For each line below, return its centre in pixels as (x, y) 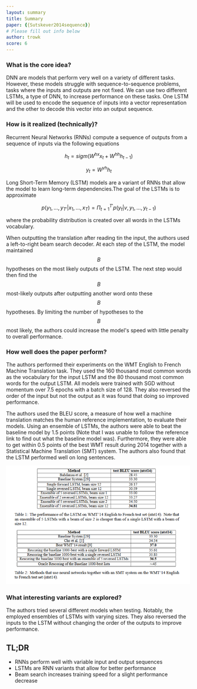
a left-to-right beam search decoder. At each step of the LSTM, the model (96, 244)
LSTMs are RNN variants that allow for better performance (85, 668)
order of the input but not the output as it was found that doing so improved (98, 396)
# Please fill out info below (43, 31)
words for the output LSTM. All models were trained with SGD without (91, 384)
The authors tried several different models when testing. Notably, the (90, 611)
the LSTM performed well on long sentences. (61, 457)
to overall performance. (34, 337)
